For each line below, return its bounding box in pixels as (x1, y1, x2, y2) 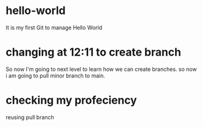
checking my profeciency (5, 93, 137, 107)
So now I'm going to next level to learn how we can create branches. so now (5, 65, 197, 73)
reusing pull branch (5, 114, 54, 121)
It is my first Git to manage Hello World (5, 24, 103, 31)
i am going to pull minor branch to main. (5, 71, 106, 79)
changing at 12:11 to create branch (5, 45, 182, 59)
